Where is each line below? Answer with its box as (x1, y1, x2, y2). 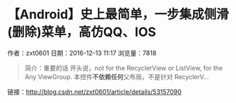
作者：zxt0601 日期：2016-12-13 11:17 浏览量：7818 (7, 49, 157, 57)
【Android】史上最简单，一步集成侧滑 (7, 6, 230, 23)
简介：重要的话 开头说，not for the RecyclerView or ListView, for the (24, 63, 223, 72)
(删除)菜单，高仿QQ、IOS (7, 24, 157, 40)
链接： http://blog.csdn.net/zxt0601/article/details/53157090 (7, 87, 182, 96)
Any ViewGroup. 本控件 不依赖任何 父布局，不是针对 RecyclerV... (24, 72, 209, 81)
